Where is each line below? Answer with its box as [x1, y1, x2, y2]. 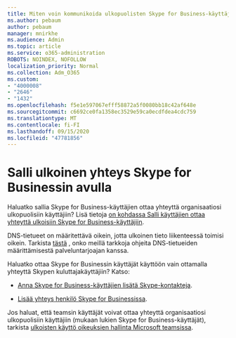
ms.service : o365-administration [7, 50, 105, 57]
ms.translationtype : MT [7, 115, 77, 122]
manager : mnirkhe [7, 30, 58, 37]
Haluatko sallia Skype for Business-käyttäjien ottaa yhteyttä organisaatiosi [7, 203, 222, 212]
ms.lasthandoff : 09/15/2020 [7, 128, 90, 135]
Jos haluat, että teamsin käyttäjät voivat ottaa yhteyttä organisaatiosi [7, 308, 206, 317]
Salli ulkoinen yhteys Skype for [7, 164, 192, 181]
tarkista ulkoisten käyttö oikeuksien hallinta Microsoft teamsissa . [7, 323, 193, 332]
